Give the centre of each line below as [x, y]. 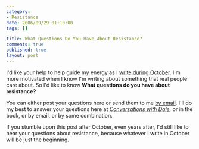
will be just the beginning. [38, 140]
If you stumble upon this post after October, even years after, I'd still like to [97, 127]
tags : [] [17, 28]
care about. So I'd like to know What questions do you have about [88, 85]
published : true [26, 50]
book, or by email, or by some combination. [60, 115]
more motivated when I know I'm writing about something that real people [97, 78]
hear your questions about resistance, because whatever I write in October [98, 133]
